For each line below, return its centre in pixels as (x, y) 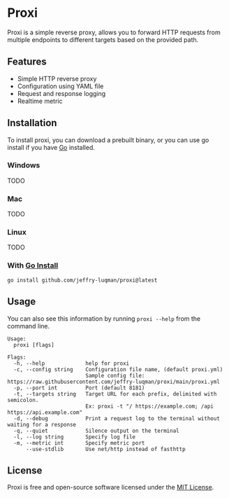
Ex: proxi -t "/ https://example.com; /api (149, 406)
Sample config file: (115, 375)
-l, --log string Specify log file (75, 437)
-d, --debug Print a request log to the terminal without (117, 418)
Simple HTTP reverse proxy (57, 78)
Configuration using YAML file (60, 86)
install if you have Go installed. (51, 147)
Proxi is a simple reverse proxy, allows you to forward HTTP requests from (114, 32)
